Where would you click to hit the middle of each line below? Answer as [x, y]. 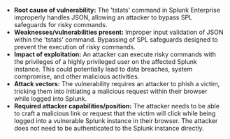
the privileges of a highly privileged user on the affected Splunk [105, 62]
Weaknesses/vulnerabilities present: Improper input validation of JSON [118, 32]
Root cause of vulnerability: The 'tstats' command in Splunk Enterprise [117, 10]
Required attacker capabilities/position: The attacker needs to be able [117, 106]
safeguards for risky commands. [60, 25]
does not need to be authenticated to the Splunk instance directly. [109, 128]
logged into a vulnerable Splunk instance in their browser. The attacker [116, 121]
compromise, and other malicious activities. [77, 76]
